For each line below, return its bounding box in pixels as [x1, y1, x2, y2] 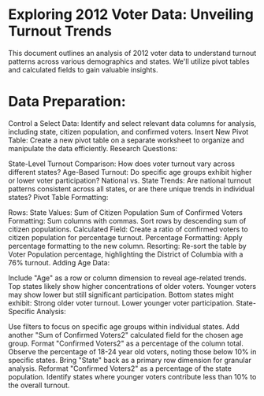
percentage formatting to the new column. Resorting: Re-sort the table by [8, 241, 247, 250]
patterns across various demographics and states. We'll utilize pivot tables [8, 57, 250, 66]
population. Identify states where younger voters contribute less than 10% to [8, 372, 257, 381]
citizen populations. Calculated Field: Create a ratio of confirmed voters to [8, 224, 248, 234]
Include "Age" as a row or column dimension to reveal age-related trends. [8, 273, 247, 283]
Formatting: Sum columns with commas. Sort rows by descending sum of [8, 216, 247, 225]
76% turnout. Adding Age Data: [8, 257, 110, 267]
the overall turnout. [8, 380, 70, 390]
